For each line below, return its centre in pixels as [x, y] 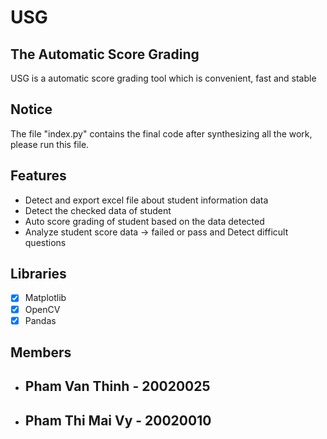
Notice [31, 109]
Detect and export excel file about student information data [146, 200]
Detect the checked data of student [98, 210]
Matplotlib [45, 298]
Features [38, 176]
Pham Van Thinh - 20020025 [117, 386]
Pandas [40, 320]
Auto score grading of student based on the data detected [144, 221]
